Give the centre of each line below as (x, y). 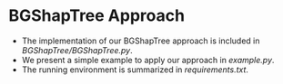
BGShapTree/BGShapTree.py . (77, 50)
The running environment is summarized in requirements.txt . (135, 70)
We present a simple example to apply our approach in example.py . (148, 60)
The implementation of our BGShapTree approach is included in (141, 41)
